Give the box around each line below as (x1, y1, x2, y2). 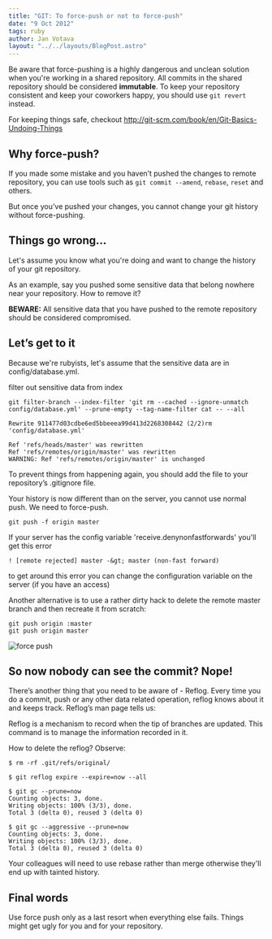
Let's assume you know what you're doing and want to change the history (8, 255, 256, 265)
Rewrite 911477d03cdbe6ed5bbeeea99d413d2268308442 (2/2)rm (8, 420, 213, 428)
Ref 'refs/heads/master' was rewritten (8, 441, 144, 449)
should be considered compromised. (8, 312, 132, 322)
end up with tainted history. (8, 867, 100, 877)
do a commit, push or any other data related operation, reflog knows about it (8, 694, 264, 704)
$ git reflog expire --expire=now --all (8, 773, 148, 781)
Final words (8, 891, 69, 905)
